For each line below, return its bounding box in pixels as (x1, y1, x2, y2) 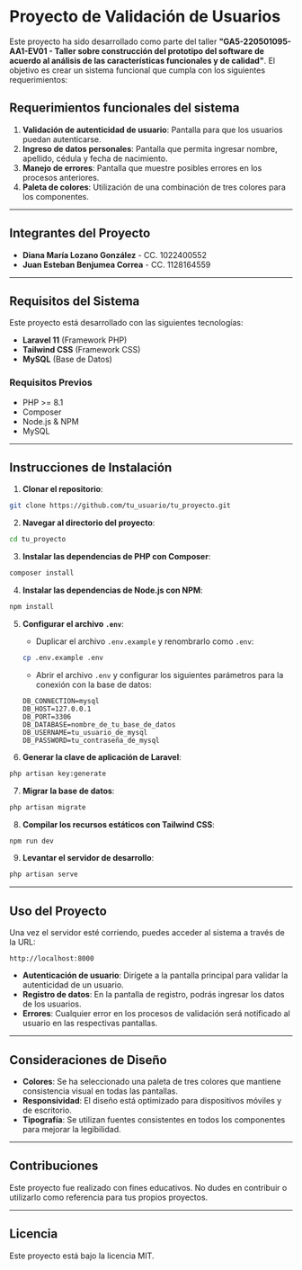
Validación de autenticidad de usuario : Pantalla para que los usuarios (22, 124, 283, 135)
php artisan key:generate (9, 769, 106, 778)
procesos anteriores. (22, 172, 100, 183)
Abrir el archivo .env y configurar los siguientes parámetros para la (35, 669, 284, 680)
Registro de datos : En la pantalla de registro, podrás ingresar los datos (22, 989, 285, 1000)
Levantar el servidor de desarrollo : (22, 853, 155, 863)
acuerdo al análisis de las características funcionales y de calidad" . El (9, 55, 276, 66)
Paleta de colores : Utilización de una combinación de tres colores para (22, 182, 286, 192)
